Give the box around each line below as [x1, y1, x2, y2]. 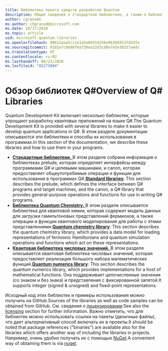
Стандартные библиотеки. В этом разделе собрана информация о [12, 154, 157, 160]
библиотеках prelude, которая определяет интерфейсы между [12, 159, 146, 166]
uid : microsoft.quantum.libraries [5, 36, 77, 41]
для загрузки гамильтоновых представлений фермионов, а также [12, 213, 153, 219]
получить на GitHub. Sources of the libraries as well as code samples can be [5, 298, 163, 304]
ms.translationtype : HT [5, 49, 55, 54]
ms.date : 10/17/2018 [5, 26, 48, 31]
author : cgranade [5, 17, 41, 22]
